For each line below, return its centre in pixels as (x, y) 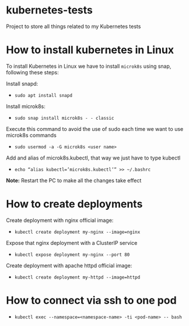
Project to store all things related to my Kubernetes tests (73, 26)
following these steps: (33, 72)
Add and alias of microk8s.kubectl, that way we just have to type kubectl (93, 158)
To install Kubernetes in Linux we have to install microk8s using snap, (89, 66)
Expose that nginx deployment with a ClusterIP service (72, 242)
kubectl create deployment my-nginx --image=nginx (77, 232)
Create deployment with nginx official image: (60, 220)
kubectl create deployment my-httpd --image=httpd (77, 277)
